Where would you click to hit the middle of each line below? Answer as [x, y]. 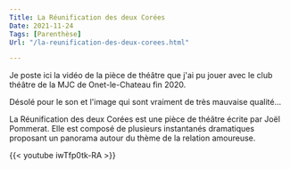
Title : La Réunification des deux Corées [87, 17]
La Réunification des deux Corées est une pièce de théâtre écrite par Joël [145, 119]
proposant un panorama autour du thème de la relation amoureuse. [133, 138]
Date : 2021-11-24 [41, 26]
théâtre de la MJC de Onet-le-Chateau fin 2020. [98, 84]
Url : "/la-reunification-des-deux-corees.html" [99, 42]
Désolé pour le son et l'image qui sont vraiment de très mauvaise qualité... [145, 102]
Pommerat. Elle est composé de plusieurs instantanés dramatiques [132, 129]
